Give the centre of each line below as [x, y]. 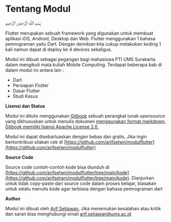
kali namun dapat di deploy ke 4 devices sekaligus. [59, 49]
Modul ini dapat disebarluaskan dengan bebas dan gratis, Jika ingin [76, 136]
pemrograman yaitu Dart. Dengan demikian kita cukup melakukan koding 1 [83, 44]
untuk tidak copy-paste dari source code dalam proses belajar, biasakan [81, 183]
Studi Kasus [25, 96]
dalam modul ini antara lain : [35, 70]
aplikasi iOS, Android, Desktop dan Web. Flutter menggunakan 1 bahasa [80, 38]
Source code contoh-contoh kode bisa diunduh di [57, 167]
